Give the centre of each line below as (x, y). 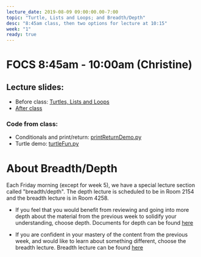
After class (29, 108)
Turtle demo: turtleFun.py (47, 144)
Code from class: (32, 124)
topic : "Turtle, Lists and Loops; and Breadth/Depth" (76, 18)
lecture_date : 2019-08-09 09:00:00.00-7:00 (62, 12)
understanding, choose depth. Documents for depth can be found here (104, 223)
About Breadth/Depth (62, 168)
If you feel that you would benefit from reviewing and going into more (102, 210)
